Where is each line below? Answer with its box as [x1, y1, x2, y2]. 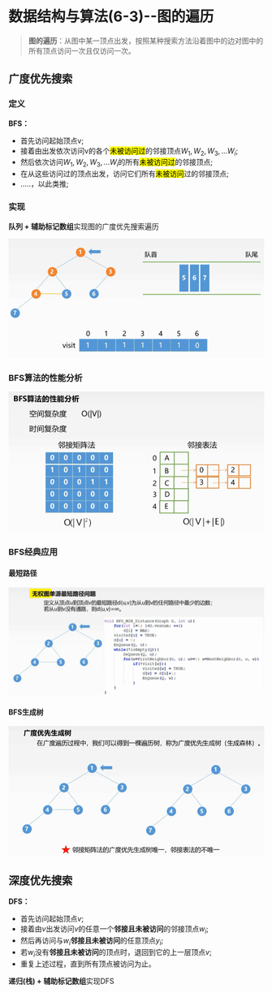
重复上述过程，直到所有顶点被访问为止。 [19, 959, 156, 969]
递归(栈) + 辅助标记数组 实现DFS [8, 976, 115, 986]
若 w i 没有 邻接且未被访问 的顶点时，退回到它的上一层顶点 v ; [19, 947, 213, 959]
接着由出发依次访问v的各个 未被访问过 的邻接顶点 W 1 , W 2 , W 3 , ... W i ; [19, 145, 239, 158]
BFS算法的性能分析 [8, 372, 83, 383]
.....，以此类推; [19, 179, 69, 189]
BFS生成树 [8, 707, 44, 717]
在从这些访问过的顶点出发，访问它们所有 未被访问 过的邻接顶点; [19, 169, 230, 179]
